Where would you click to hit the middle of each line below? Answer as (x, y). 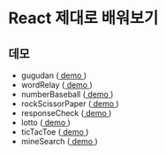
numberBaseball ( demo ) (67, 94)
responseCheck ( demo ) (66, 113)
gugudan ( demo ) (54, 75)
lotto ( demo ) (46, 122)
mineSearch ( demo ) (59, 141)
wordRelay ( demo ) (57, 85)
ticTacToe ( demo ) (55, 132)
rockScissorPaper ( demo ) (70, 104)
